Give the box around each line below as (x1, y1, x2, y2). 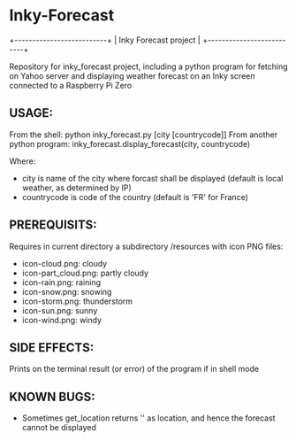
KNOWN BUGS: (9, 389, 95, 404)
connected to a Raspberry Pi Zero (9, 80, 133, 90)
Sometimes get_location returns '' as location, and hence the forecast (21, 413, 276, 423)
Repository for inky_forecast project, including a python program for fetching (9, 61, 289, 72)
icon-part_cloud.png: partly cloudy (21, 267, 148, 278)
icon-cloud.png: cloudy (21, 258, 108, 268)
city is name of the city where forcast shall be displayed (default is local (21, 173, 284, 183)
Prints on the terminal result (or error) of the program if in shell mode (9, 364, 259, 375)
